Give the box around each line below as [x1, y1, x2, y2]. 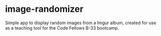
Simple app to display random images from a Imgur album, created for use [5, 20, 157, 26]
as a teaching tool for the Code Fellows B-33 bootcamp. [5, 25, 120, 31]
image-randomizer [5, 3, 84, 15]
